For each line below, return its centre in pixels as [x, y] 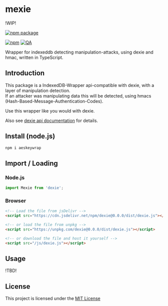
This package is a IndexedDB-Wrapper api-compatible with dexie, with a [80, 85]
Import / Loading [32, 163]
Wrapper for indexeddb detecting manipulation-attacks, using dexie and [79, 52]
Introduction [25, 73]
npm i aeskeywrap [23, 148]
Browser [16, 200]
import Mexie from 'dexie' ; [34, 188]
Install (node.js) [30, 136]
